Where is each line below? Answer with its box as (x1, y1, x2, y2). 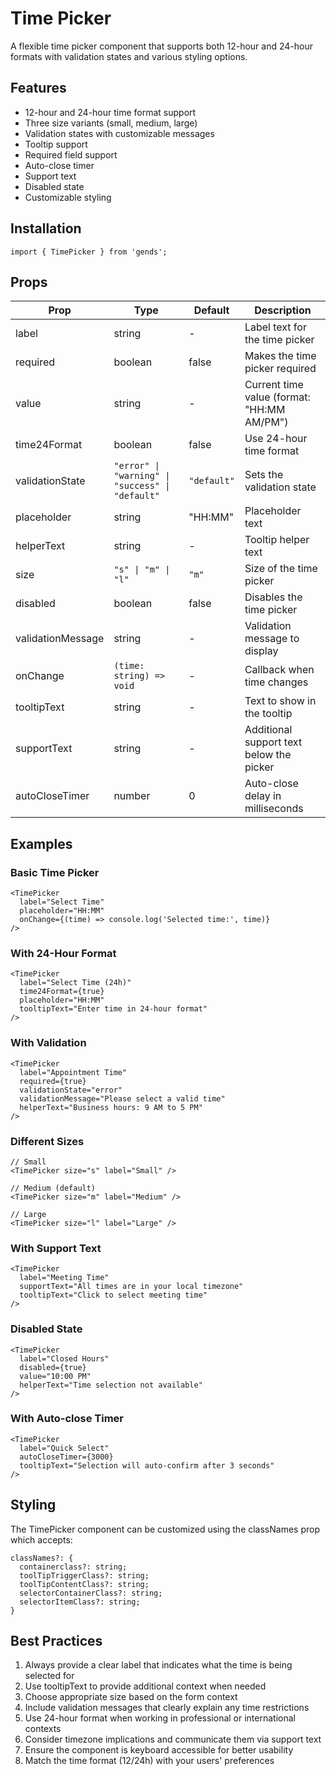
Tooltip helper (244, 533, 310, 547)
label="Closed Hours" (19, 1353, 110, 1364)
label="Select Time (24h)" (19, 978, 132, 988)
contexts (24, 1723, 62, 1735)
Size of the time (244, 562, 318, 576)
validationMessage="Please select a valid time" (19, 1093, 226, 1104)
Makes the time (244, 349, 317, 363)
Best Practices (10, 1633, 103, 1650)
